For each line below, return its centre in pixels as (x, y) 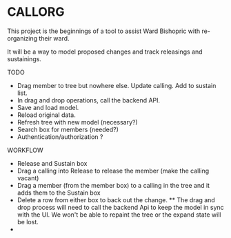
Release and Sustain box (52, 163)
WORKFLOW (25, 150)
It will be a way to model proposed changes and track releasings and (105, 52)
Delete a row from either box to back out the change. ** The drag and (116, 199)
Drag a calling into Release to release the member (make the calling (113, 171)
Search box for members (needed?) (68, 129)
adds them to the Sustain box (59, 193)
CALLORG (36, 12)
